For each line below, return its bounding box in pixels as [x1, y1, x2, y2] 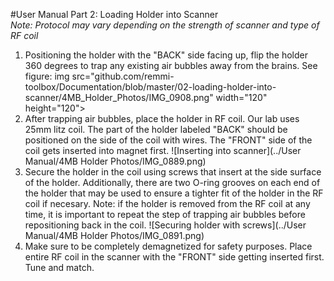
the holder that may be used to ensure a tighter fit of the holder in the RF [24, 187, 324, 199]
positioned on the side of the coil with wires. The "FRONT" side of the [24, 134, 313, 146]
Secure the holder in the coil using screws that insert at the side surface [24, 166, 322, 178]
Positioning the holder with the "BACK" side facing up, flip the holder [24, 49, 308, 61]
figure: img [24, 70, 70, 82]
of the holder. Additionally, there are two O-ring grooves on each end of [24, 177, 321, 188]
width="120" [215, 92, 268, 103]
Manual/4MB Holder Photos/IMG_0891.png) [24, 230, 205, 241]
